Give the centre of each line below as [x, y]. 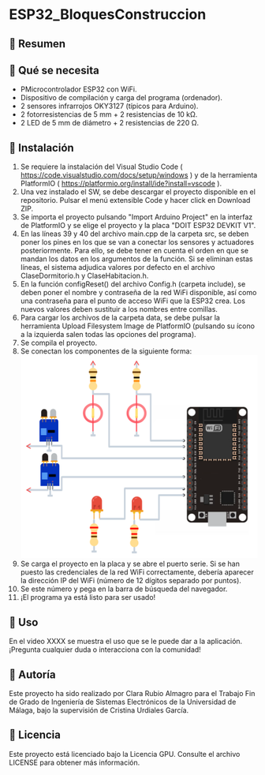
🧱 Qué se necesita [54, 70]
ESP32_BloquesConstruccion [108, 15]
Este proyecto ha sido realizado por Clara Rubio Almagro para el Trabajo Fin [132, 694]
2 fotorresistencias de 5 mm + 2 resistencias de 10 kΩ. [109, 114]
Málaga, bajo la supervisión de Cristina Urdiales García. [99, 710]
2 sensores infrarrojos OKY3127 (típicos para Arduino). [109, 106]
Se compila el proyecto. [59, 343]
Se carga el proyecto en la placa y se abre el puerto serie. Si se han [130, 564]
